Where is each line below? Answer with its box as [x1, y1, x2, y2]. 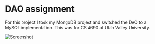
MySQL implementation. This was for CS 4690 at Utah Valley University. [5, 24, 150, 30]
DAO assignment [5, 3, 75, 15]
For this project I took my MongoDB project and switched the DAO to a [5, 19, 147, 25]
